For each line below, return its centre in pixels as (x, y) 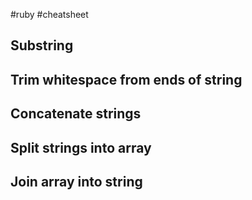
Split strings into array (81, 147)
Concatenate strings (76, 114)
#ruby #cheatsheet (49, 14)
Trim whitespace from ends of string (126, 79)
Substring (42, 45)
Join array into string (76, 181)
